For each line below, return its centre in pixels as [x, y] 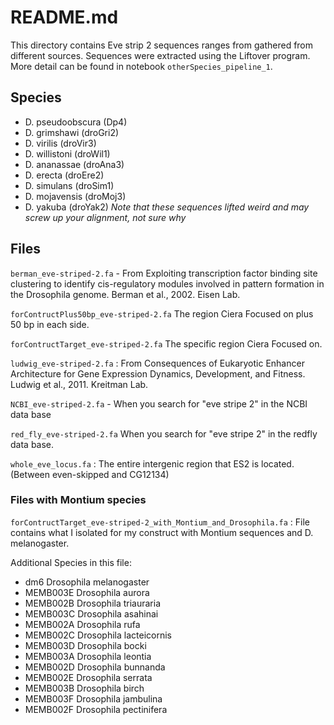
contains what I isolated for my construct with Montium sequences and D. [162, 532]
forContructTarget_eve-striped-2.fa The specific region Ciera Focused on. [166, 343]
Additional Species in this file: [71, 562]
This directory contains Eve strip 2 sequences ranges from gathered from [162, 45]
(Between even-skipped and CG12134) [90, 474]
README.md [64, 17]
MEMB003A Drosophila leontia [88, 656]
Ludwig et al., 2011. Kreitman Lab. [79, 384]
